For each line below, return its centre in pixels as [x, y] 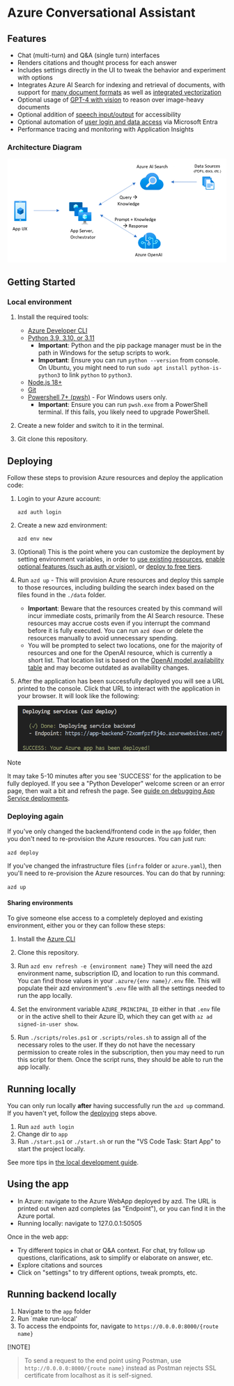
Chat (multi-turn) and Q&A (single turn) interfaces [88, 55]
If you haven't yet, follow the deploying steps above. [82, 1113]
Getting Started [41, 282]
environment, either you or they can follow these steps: [86, 925]
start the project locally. [51, 1148]
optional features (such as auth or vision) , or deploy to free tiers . [110, 567]
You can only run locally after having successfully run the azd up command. [116, 1105]
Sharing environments [40, 902]
